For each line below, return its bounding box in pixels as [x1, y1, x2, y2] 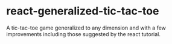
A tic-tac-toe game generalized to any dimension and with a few [6, 24, 166, 31]
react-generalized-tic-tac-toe [6, 4, 159, 18]
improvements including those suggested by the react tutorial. [6, 30, 161, 37]
